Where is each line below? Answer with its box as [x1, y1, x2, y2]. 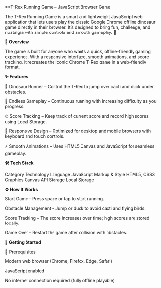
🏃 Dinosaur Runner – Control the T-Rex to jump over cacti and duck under [5, 84, 154, 89]
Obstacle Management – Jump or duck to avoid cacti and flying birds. [5, 205, 146, 211]
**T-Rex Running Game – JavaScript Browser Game [5, 4, 111, 10]
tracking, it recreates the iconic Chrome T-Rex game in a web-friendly [5, 59, 147, 64]
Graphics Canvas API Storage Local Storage [5, 177, 94, 183]
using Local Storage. [5, 119, 47, 125]
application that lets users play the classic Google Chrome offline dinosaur [5, 19, 156, 25]
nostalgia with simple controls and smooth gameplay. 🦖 [5, 30, 117, 35]
